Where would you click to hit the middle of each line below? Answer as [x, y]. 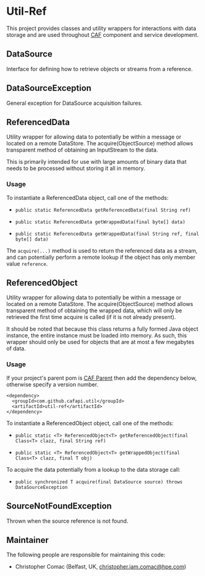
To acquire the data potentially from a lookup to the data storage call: [93, 469]
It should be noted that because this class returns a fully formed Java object [102, 329]
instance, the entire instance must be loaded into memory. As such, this [97, 336]
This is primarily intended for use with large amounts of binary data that [96, 162]
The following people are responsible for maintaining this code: [86, 555]
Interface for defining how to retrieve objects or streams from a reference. [99, 69]
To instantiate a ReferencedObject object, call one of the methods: [90, 423]
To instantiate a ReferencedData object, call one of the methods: [88, 198]
